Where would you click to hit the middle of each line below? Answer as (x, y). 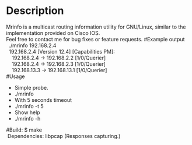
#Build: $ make (24, 130)
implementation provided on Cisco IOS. (53, 33)
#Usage (15, 76)
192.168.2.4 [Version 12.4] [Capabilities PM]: (62, 51)
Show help (27, 112)
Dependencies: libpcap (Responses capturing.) (64, 136)
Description (35, 11)
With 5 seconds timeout (43, 100)
